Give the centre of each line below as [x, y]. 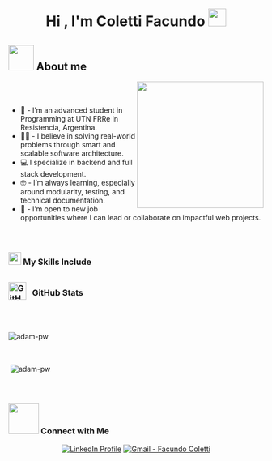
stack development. [53, 174]
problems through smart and [68, 145]
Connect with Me [75, 431]
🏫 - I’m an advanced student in [71, 110]
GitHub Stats [57, 292]
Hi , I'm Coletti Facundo [125, 21]
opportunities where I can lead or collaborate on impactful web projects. [140, 218]
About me [62, 66]
